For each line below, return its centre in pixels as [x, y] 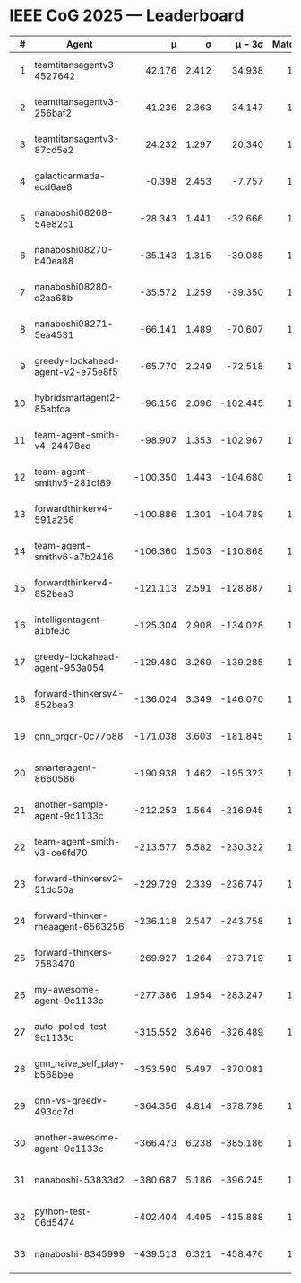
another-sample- [72, 804]
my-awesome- [67, 989]
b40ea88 [54, 261]
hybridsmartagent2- [78, 397]
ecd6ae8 [54, 186]
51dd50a [54, 889]
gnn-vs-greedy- [71, 1100]
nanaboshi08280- [74, 286]
